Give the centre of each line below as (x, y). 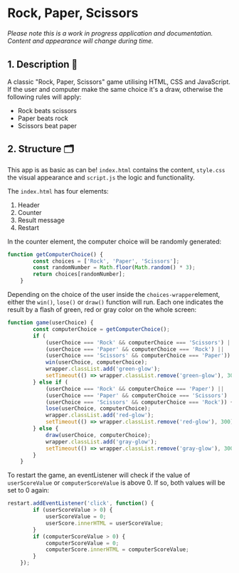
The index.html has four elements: (58, 191)
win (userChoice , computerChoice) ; (96, 362)
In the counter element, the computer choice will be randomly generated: (115, 241)
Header (29, 205)
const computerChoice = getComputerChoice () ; (102, 329)
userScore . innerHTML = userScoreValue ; (104, 523)
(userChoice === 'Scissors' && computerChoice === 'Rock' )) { (139, 402)
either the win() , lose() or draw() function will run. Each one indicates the (116, 302)
